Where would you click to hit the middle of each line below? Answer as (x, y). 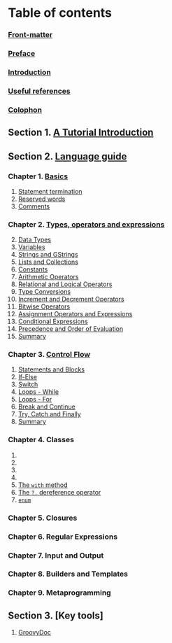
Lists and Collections (48, 262)
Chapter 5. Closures (43, 518)
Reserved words (42, 199)
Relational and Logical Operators (65, 284)
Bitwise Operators (44, 306)
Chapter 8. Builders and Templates (68, 574)
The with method (43, 485)
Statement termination (50, 191)
